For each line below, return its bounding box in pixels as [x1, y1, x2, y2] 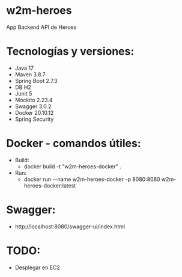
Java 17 [14, 64, 34, 72]
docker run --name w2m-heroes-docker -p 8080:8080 [23, 175, 160, 183]
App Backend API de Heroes [6, 23, 77, 31]
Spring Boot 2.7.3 [14, 77, 58, 84]
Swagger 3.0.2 [14, 103, 52, 110]
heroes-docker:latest [23, 181, 76, 189]
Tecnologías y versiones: [6, 44, 135, 58]
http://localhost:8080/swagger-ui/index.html [14, 223, 125, 230]
